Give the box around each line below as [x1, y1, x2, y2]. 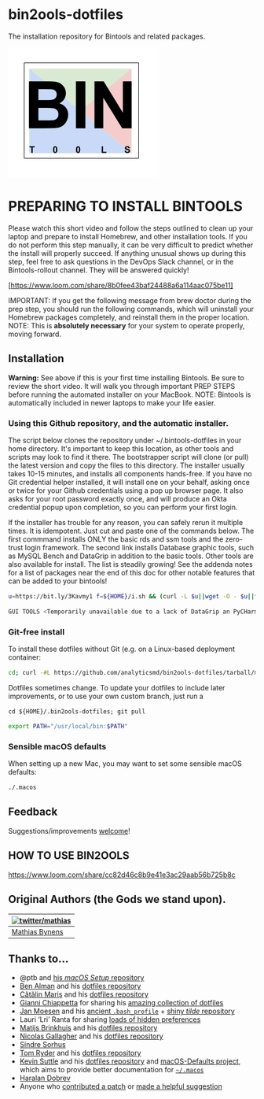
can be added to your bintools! [8, 576, 108, 586]
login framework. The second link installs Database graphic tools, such [24, 542, 255, 552]
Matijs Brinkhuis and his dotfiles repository [19, 1023, 158, 1033]
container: [8, 653, 42, 662]
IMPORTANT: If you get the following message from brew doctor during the [8, 295, 251, 305]
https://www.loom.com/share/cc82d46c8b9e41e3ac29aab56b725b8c [8, 870, 236, 879]
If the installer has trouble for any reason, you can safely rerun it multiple [8, 517, 244, 527]
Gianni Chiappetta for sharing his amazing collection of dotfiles [19, 998, 224, 1008]
